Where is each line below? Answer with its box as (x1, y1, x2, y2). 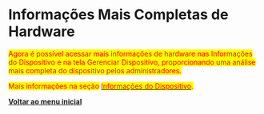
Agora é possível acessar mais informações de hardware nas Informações (8, 49, 254, 58)
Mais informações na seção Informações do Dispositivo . (8, 81, 194, 91)
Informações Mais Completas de (8, 6, 229, 24)
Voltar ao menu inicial (8, 96, 82, 106)
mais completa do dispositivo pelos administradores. (8, 65, 182, 75)
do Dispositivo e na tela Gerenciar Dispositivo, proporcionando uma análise (8, 57, 256, 67)
